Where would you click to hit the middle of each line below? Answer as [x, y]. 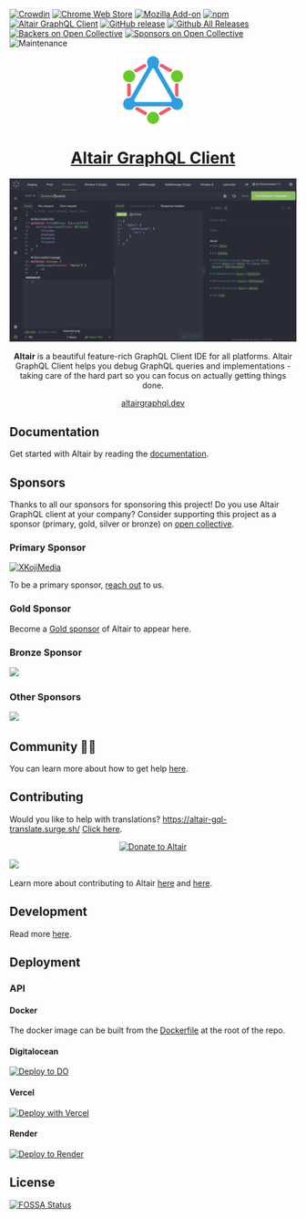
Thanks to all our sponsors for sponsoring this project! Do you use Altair [144, 505]
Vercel [22, 1092]
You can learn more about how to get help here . [99, 769]
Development [49, 912]
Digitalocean [34, 1051]
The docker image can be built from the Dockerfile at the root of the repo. [148, 1030]
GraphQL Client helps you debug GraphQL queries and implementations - [153, 366]
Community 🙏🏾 [53, 747]
